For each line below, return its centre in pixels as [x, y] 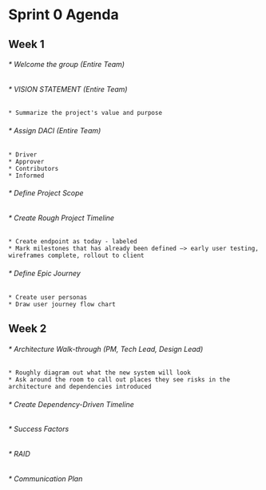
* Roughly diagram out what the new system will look [100, 373]
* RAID [19, 454]
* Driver [23, 154]
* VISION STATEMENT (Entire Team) [68, 89]
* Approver [26, 161]
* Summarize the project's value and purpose [85, 113]
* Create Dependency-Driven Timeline [71, 404]
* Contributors [34, 168]
